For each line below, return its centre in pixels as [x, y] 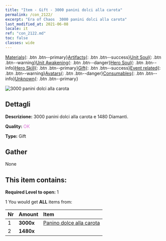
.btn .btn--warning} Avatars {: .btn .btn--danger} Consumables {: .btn [75, 73]
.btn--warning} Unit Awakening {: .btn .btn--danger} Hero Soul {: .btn [74, 62]
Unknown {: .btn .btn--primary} [47, 78]
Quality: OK [18, 126]
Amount [28, 214]
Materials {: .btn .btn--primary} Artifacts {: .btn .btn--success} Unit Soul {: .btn [84, 57]
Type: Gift [16, 136]
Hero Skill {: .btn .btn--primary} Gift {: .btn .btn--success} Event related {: [88, 68]
